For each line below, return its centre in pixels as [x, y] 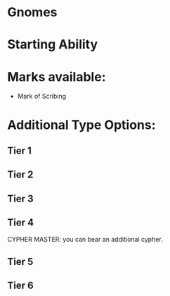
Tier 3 [20, 198]
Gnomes [32, 12]
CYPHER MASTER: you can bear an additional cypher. [85, 240]
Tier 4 [20, 223]
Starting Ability [53, 45]
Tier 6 [20, 286]
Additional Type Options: [81, 125]
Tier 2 [20, 174]
